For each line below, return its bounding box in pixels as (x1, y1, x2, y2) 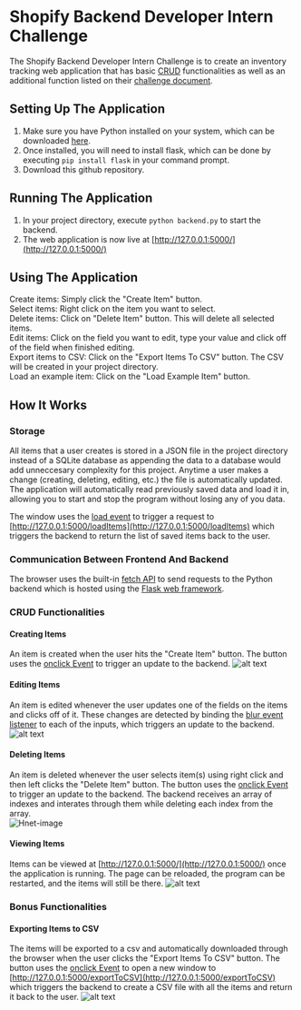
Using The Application (9, 270, 139, 285)
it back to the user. (9, 992, 80, 1003)
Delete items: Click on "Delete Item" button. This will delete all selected (9, 313, 275, 324)
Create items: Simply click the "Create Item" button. (9, 293, 202, 305)
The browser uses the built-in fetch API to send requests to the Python (9, 574, 274, 585)
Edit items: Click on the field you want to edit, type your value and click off (9, 332, 287, 343)
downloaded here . (22, 134, 91, 146)
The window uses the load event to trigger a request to (9, 511, 215, 522)
